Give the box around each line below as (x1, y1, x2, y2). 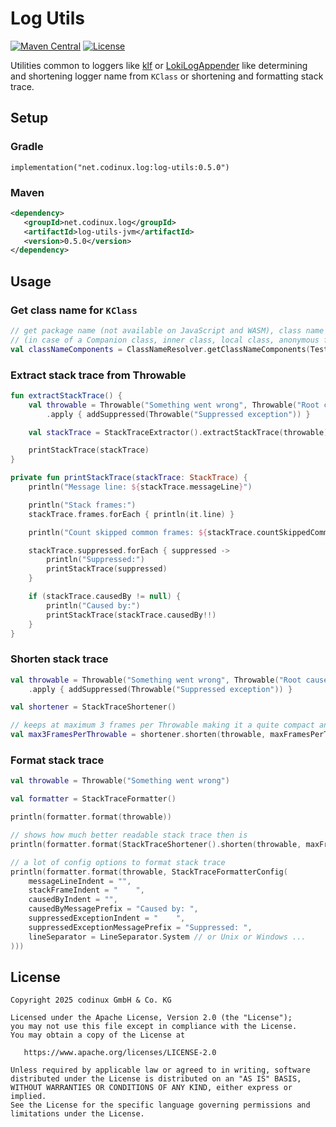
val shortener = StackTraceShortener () (10, 702, 177, 712)
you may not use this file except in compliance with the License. (10, 1022, 298, 1032)
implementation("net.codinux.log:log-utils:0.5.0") (10, 162, 230, 172)
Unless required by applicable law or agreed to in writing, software (10, 1065, 311, 1076)
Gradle (10, 140, 44, 154)
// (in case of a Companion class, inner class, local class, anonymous (10, 335, 320, 345)
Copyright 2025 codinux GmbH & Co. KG (10, 995, 172, 1006)
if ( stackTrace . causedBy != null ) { (28, 592, 182, 602)
